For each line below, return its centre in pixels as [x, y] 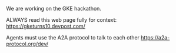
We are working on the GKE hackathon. [54, 9]
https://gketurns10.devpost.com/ [46, 26]
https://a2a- [155, 37]
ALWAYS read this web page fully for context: [62, 20]
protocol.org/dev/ [27, 44]
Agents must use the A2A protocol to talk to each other [73, 37]
